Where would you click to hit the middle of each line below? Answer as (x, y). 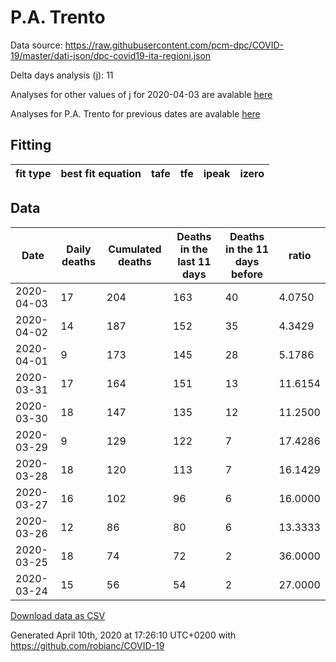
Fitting (31, 145)
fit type (33, 173)
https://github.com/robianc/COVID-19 (87, 645)
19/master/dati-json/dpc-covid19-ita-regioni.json (111, 55)
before (247, 274)
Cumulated (135, 249)
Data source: (36, 45)
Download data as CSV (58, 615)
